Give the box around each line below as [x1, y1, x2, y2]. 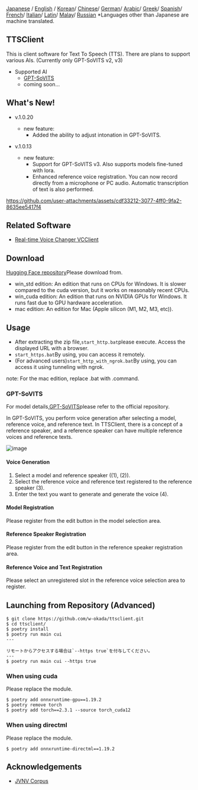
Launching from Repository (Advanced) [6, 600, 155, 610]
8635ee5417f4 [6, 203, 41, 211]
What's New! [6, 98, 55, 108]
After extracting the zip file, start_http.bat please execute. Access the [14, 338, 186, 345]
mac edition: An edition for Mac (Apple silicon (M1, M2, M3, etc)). [14, 306, 173, 313]
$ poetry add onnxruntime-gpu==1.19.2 [6, 697, 102, 703]
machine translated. [6, 18, 54, 24]
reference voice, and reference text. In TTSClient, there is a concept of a [6, 421, 183, 428]
